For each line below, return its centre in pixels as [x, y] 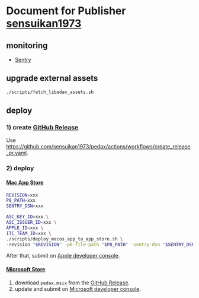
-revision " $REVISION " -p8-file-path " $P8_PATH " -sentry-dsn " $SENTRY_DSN [100, 245]
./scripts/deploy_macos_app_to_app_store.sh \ [65, 239]
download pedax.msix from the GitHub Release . [72, 283]
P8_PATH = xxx [21, 201]
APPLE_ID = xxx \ [25, 228]
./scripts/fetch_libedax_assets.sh [50, 92]
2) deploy [20, 169]
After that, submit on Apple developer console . [63, 256]
